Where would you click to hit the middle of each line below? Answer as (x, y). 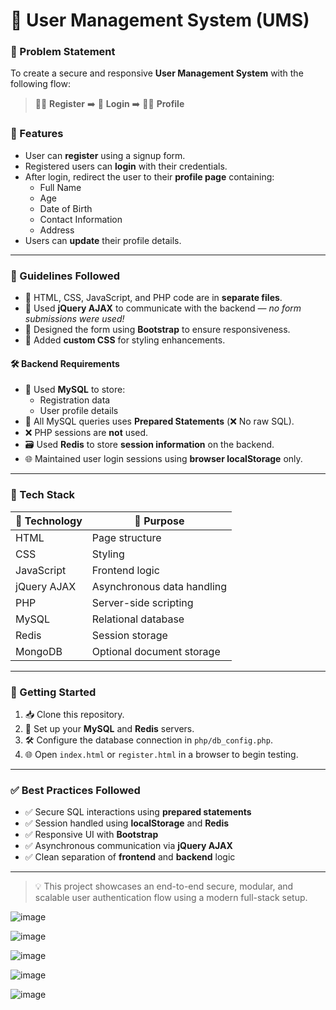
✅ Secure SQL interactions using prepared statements (138, 812)
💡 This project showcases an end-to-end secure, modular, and (164, 886)
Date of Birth (66, 208)
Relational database (138, 619)
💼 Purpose (159, 521)
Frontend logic (125, 570)
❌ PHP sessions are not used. (86, 433)
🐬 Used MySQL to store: (75, 390)
